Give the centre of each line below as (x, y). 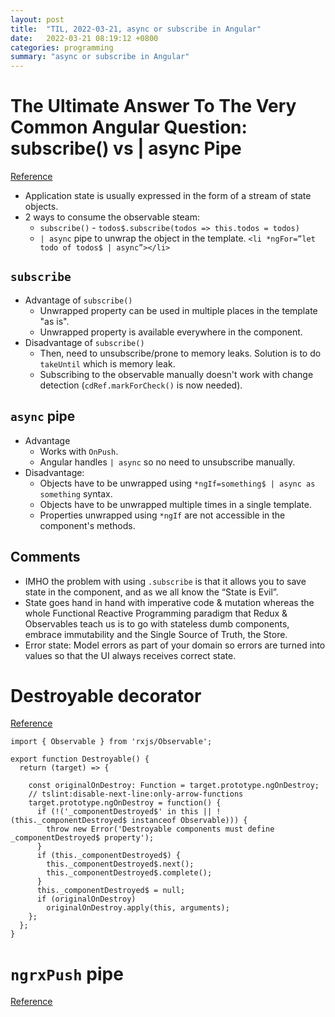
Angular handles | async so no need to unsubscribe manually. (167, 462)
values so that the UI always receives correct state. (130, 655)
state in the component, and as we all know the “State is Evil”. (151, 592)
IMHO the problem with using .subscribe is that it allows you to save (165, 581)
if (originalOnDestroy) (86, 899)
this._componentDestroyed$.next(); (120, 864)
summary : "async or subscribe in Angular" (100, 57)
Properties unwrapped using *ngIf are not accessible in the (162, 515)
